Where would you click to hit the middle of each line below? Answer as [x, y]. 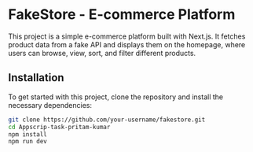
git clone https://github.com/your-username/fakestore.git [107, 120]
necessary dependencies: [50, 105]
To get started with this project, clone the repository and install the [116, 97]
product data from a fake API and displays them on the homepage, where [127, 44]
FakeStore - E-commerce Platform [122, 15]
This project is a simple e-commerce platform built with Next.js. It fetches [127, 36]
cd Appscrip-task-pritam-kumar [59, 127]
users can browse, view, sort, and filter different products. [102, 53]
